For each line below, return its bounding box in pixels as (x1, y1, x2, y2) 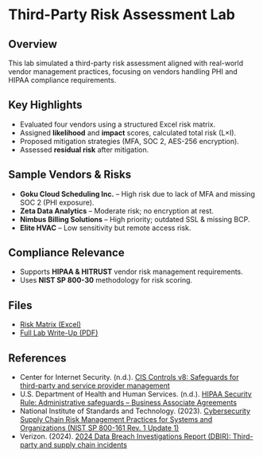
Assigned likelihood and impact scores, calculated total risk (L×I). (19, 127, 237, 137)
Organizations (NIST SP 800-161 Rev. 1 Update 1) (19, 424, 180, 433)
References (8, 351, 67, 365)
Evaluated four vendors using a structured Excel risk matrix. (19, 119, 216, 129)
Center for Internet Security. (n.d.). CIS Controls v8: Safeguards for (19, 373, 240, 382)
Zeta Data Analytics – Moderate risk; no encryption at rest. (19, 205, 215, 216)
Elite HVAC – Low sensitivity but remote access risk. (19, 223, 191, 232)
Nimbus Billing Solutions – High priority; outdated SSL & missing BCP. (19, 214, 250, 224)
